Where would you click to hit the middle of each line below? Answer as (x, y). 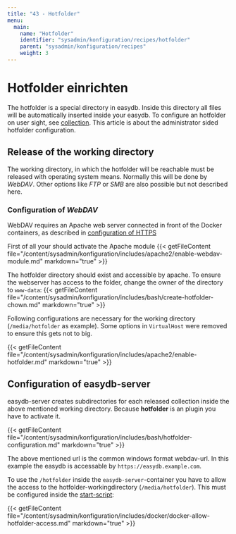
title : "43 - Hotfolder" (44, 14)
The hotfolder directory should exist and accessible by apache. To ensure (114, 275)
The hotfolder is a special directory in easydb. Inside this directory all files (114, 107)
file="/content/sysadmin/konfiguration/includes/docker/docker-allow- (108, 516)
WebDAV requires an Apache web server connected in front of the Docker (115, 225)
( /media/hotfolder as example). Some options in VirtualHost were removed (117, 325)
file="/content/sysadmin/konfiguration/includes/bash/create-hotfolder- (110, 297)
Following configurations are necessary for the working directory (101, 318)
